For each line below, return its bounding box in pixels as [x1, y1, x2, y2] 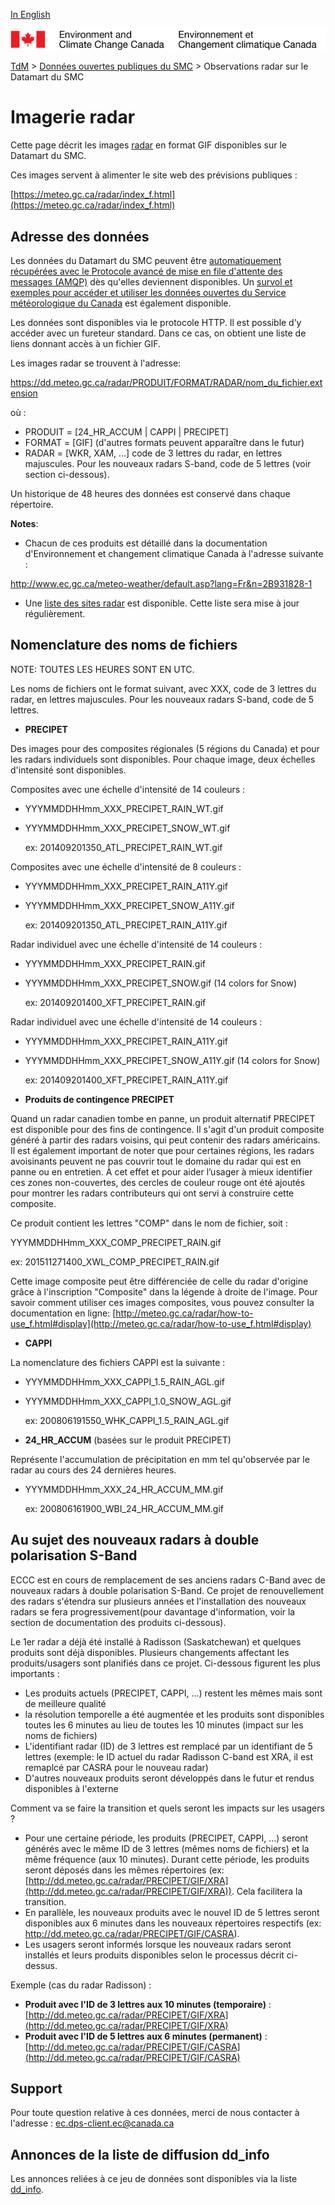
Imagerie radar [10, 106, 136, 129]
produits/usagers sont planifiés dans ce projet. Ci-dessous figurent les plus [10, 1657, 321, 1669]
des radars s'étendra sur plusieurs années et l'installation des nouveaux [10, 1595, 307, 1607]
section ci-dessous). [24, 469, 110, 481]
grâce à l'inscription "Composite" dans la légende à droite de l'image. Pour [10, 1285, 318, 1298]
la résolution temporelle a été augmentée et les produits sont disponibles [24, 1708, 325, 1720]
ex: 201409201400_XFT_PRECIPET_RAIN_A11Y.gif [24, 1074, 229, 1086]
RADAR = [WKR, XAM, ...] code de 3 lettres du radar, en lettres [24, 447, 283, 459]
